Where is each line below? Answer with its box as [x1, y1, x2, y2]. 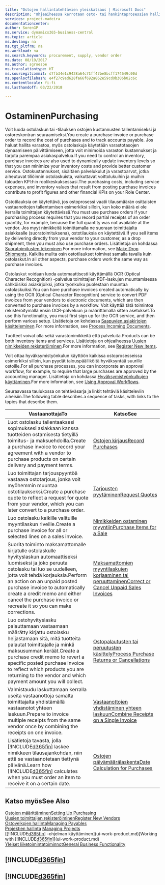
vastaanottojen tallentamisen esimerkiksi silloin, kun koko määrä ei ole [5, 204, 147, 210]
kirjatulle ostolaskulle [7, 547, 56, 554]
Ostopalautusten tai [93, 638, 138, 645]
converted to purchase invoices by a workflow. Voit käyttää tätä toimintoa [5, 302, 154, 308]
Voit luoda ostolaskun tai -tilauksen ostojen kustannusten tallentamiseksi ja [5, 126, 157, 133]
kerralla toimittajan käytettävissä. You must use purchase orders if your [5, 209, 148, 215]
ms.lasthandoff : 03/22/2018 [5, 85, 63, 90]
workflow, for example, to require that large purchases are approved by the [5, 368, 157, 374]
